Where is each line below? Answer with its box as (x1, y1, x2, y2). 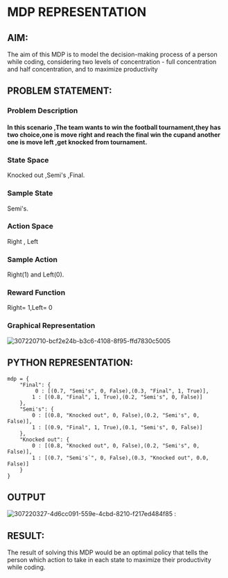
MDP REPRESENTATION (7, 4, 147, 20)
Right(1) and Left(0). (7, 270, 64, 279)
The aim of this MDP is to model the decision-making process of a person (7, 50, 218, 58)
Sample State (7, 188, 53, 198)
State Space (7, 155, 49, 165)
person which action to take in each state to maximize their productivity (7, 556, 211, 564)
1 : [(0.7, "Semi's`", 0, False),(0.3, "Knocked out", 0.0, (32, 454, 209, 461)
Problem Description (7, 106, 78, 115)
